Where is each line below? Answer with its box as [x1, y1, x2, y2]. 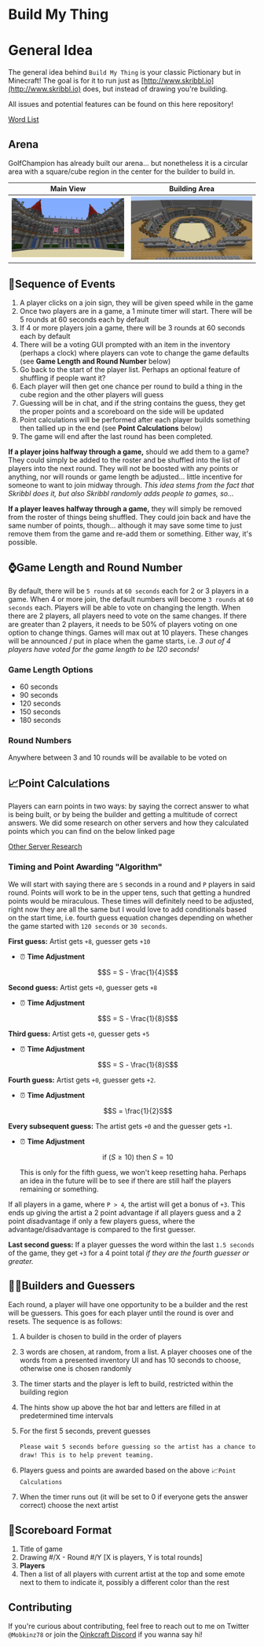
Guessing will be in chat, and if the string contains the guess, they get [19, 399, 246, 408]
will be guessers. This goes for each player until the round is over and [8, 1308, 234, 1318]
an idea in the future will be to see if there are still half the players [19, 1176, 232, 1185]
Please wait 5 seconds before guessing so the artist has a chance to [19, 1443, 256, 1451]
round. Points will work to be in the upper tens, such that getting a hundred [8, 887, 251, 897]
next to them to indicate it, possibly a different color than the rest [19, 1578, 229, 1587]
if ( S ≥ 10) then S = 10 [101, 1152, 174, 1162]
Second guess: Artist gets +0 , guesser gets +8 [8, 982, 158, 992]
